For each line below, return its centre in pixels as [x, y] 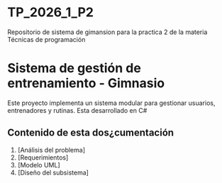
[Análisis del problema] [51, 150]
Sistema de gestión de [74, 68]
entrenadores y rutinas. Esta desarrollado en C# [77, 110]
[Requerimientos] [43, 157]
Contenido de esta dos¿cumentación [91, 133]
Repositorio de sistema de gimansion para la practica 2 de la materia [107, 32]
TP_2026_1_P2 [51, 12]
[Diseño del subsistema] [53, 172]
